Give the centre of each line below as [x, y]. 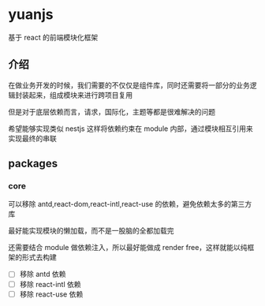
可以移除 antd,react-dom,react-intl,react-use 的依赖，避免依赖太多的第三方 [130, 204]
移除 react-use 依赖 [51, 294]
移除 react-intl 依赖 [50, 284]
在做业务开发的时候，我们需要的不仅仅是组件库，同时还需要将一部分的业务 [129, 85]
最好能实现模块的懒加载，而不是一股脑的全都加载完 [91, 231]
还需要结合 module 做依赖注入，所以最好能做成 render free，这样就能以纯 [128, 248]
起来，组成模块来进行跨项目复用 [80, 95]
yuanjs [31, 15]
